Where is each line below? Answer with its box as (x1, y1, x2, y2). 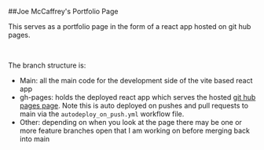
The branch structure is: (8, 60, 86, 70)
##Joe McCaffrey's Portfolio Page (8, 7, 119, 16)
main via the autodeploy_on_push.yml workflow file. (19, 109, 185, 119)
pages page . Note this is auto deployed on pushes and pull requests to (19, 101, 249, 110)
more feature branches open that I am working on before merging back (19, 126, 250, 135)
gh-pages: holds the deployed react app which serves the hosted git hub (19, 93, 256, 101)
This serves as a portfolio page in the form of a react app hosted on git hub (8, 22, 251, 31)
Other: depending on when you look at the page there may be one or (19, 118, 242, 126)
